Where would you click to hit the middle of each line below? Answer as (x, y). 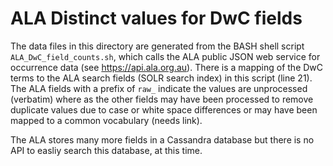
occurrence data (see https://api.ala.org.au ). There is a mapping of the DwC (167, 67)
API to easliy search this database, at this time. (106, 150)
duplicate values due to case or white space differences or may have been (164, 109)
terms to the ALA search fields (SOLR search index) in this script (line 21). (161, 78)
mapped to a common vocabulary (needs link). (106, 120)
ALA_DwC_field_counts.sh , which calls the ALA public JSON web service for (165, 56)
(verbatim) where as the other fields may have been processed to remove (162, 99)
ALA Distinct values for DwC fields (156, 18)
